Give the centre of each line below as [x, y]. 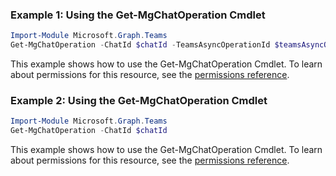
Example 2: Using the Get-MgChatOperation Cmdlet [139, 100]
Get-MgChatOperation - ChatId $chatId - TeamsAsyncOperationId [140, 45]
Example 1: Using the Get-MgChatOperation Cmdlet [138, 15]
